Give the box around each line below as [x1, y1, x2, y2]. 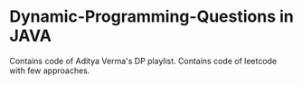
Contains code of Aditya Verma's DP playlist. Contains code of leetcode [9, 55, 278, 66]
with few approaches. [9, 65, 90, 76]
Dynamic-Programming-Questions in [9, 6, 294, 27]
